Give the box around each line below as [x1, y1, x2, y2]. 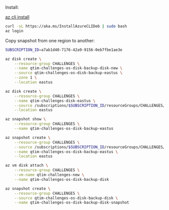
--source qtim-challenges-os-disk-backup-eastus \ [14, 71, 123, 76]
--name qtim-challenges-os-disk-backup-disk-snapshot [14, 200, 129, 205]
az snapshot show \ [5, 117, 46, 122]
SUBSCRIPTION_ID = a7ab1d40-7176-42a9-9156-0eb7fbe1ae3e [5, 47, 123, 52]
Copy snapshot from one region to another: [5, 37, 95, 43]
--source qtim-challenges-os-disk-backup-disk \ [14, 195, 118, 200]
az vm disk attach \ [5, 163, 49, 168]
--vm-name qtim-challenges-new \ [14, 172, 84, 177]
